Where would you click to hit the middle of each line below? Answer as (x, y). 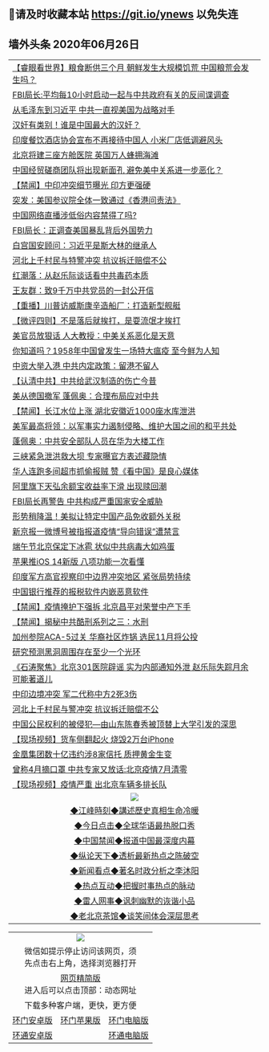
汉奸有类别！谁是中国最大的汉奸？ (77, 125)
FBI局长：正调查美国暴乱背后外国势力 (83, 230)
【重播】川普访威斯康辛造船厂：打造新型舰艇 (97, 306)
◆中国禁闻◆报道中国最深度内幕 (134, 841)
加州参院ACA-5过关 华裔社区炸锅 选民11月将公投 (105, 637)
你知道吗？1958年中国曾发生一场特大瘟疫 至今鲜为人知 (116, 351)
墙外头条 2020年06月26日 (74, 44)
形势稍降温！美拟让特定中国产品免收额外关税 (97, 516)
